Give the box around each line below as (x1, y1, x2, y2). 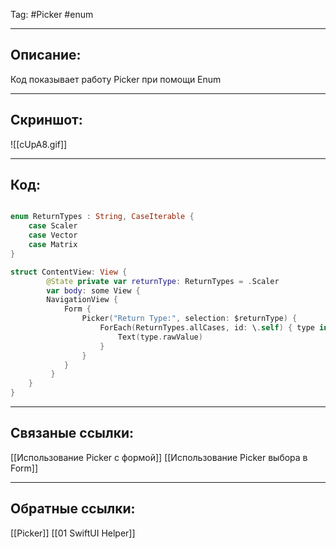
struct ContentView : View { (10, 267, 128, 277)
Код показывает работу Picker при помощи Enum (10, 73, 222, 85)
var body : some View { (46, 285, 141, 296)
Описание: (10, 47, 82, 64)
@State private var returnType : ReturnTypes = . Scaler (46, 276, 280, 286)
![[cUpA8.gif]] (10, 138, 68, 150)
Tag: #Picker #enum (10, 9, 94, 20)
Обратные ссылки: (10, 500, 136, 518)
